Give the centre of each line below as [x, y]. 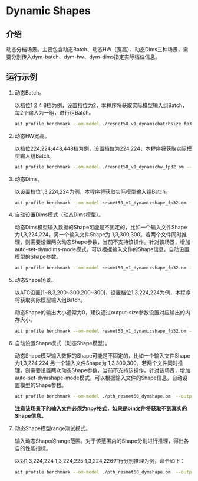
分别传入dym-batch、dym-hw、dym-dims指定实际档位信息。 [86, 57]
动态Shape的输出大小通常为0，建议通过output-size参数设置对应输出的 [100, 313]
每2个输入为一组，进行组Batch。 [54, 112]
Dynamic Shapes [49, 11]
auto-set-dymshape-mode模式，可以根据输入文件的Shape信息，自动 [98, 378]
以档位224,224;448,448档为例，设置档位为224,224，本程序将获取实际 [100, 148]
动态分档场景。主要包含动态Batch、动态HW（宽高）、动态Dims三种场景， [95, 49]
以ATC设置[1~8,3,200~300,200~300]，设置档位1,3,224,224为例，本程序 [103, 292]
